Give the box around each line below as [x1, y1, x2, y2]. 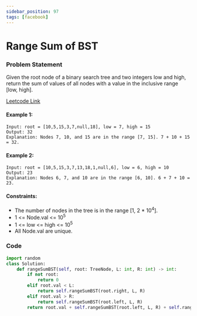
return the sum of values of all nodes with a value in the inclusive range [6, 80, 179, 87]
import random [6, 255, 41, 261]
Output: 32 [6, 129, 33, 135]
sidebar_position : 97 [6, 8, 59, 15]
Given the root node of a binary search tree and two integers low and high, [6, 73, 186, 80]
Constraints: [6, 192, 38, 200]
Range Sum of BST [6, 39, 98, 53]
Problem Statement [6, 60, 63, 68]
